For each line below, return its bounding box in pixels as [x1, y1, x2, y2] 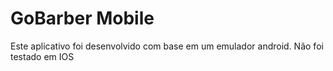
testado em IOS [10, 50, 75, 62]
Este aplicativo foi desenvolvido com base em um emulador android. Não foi [10, 40, 324, 52]
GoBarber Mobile [10, 7, 155, 30]
